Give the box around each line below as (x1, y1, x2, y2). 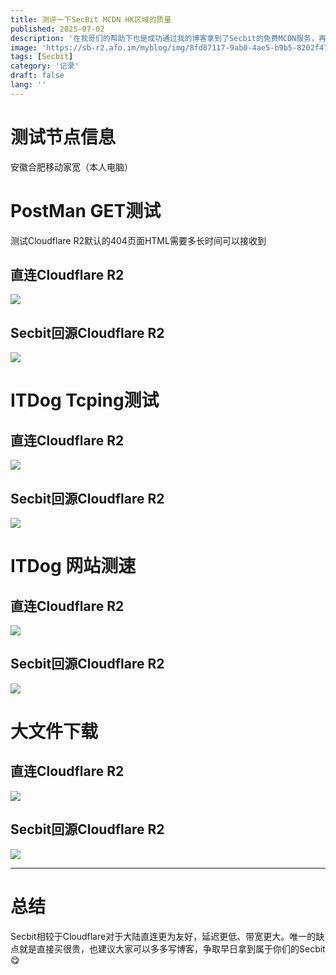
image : (10, 42, 38, 53)
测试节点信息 (10, 126, 117, 148)
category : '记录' (10, 61, 80, 71)
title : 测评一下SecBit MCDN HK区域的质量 (10, 14, 172, 25)
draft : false (10, 71, 65, 81)
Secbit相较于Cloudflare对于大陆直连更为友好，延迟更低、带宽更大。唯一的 (10, 930, 317, 942)
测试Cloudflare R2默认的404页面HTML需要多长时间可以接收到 (10, 234, 267, 246)
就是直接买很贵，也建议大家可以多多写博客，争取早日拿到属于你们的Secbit (18, 942, 326, 955)
